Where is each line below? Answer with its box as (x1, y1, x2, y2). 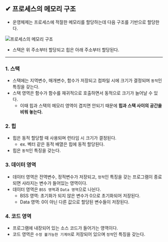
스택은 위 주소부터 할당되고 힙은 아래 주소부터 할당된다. (12, 47, 119, 53)
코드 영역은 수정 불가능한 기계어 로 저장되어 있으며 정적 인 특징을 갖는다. (12, 231, 145, 237)
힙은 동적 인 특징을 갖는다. (12, 148, 61, 154)
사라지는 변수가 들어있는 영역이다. (21, 180, 87, 186)
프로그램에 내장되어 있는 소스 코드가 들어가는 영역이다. (12, 225, 118, 231)
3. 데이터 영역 (5, 161, 36, 168)
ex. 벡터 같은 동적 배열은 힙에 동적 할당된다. (19, 141, 105, 147)
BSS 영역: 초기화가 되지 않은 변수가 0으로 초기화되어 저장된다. (19, 192, 141, 198)
